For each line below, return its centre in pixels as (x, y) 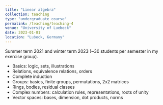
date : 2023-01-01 (23, 33)
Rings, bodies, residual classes (43, 87)
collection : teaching (27, 14)
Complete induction (32, 76)
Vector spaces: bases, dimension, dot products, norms (68, 97)
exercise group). (22, 56)
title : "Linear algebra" (30, 10)
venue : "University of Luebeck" (38, 28)
